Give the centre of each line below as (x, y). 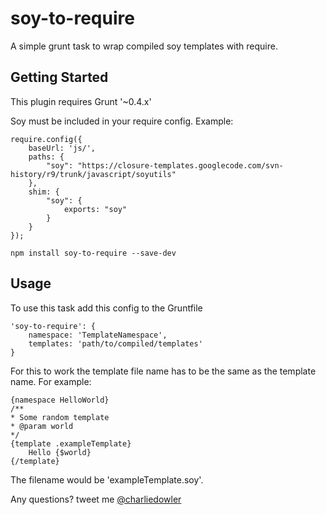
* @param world (42, 426)
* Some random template (60, 417)
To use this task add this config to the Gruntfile (106, 308)
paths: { (46, 157)
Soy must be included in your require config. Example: (122, 121)
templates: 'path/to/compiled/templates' (115, 343)
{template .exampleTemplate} (71, 443)
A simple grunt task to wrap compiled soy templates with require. (144, 46)
